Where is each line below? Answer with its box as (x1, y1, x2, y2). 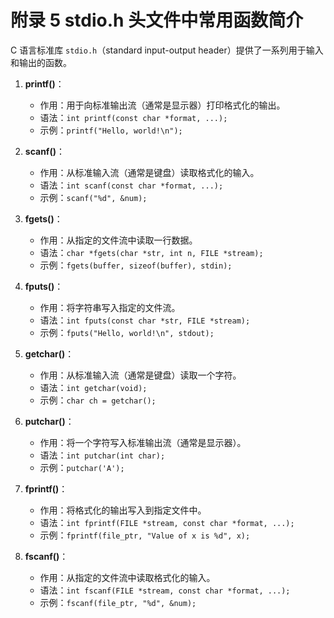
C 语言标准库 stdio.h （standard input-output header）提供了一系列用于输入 (10, 44, 324, 56)
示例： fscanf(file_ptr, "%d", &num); (39, 596, 197, 608)
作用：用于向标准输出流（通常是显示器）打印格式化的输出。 (39, 99, 286, 111)
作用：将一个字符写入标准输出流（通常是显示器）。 (39, 436, 247, 448)
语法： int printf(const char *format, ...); (39, 111, 228, 123)
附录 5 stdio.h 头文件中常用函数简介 (10, 9, 304, 32)
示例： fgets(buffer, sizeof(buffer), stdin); (39, 259, 233, 271)
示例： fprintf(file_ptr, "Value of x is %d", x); (39, 529, 251, 541)
